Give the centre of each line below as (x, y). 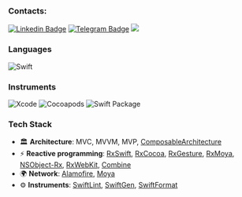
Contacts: (28, 11)
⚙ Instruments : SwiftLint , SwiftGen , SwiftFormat (99, 185)
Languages (30, 49)
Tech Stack (30, 124)
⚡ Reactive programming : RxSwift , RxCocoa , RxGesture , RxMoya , (127, 154)
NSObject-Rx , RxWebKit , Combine (75, 165)
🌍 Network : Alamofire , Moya (67, 173)
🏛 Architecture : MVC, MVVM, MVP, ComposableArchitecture (121, 142)
